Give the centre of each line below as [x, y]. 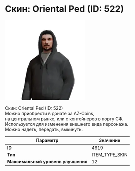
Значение [110, 140]
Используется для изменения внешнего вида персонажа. [67, 124]
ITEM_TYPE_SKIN [110, 154]
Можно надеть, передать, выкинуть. [44, 129]
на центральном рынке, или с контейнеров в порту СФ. [64, 119]
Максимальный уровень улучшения [47, 162]
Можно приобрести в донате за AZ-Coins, [50, 113]
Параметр [47, 140]
